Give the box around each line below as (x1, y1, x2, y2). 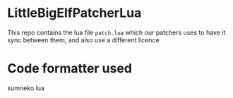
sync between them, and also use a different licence (7, 35, 160, 44)
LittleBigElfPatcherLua (7, 5, 142, 21)
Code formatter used (7, 61, 133, 77)
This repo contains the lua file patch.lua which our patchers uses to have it (7, 28, 226, 37)
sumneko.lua (7, 83, 44, 92)
